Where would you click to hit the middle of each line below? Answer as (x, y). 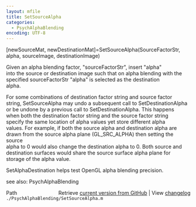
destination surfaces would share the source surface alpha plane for (88, 153)
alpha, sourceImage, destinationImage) (53, 56)
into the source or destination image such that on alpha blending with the (94, 73)
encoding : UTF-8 (26, 33)
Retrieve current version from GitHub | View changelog (124, 193)
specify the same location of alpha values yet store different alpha (86, 122)
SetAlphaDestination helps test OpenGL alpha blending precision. (85, 170)
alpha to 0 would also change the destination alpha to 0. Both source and (94, 147)
